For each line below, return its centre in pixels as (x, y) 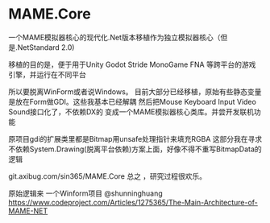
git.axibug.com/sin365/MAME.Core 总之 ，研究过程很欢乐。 (108, 176)
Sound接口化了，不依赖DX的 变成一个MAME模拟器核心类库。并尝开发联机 (131, 111)
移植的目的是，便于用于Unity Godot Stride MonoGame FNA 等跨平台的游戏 (132, 64)
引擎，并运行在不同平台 (47, 74)
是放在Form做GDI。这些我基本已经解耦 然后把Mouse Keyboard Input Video (132, 101)
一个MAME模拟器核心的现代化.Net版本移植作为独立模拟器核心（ (114, 37)
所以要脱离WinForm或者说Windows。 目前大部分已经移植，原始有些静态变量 (135, 91)
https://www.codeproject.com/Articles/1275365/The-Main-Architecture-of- (133, 202)
